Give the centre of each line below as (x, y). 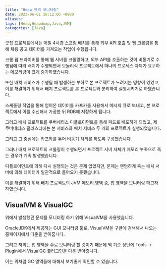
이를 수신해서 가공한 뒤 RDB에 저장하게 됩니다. (67, 111)
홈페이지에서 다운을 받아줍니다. (35, 234)
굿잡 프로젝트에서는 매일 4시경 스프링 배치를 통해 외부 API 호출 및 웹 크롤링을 (79, 43)
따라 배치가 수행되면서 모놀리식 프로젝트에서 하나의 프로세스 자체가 (83, 66)
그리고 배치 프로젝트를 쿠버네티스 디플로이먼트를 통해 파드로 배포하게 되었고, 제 (81, 122)
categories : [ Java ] (25, 28)
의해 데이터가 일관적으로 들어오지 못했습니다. (57, 172)
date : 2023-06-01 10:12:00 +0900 (40, 14)
